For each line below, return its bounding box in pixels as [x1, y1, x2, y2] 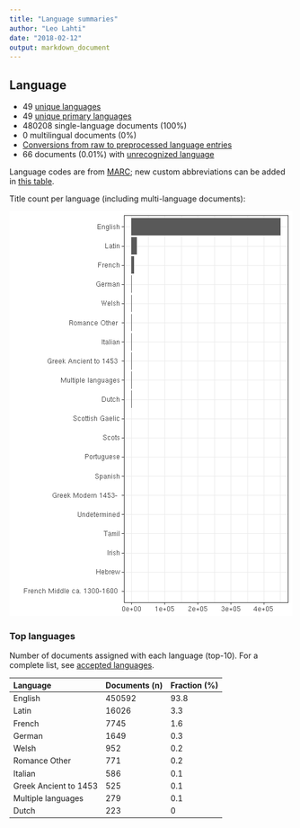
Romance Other [13, 755, 72, 766]
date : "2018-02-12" [9, 33, 83, 42]
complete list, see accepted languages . [9, 660, 154, 671]
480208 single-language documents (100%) [22, 120, 187, 131]
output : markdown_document [9, 43, 110, 52]
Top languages [9, 629, 76, 642]
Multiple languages [13, 793, 84, 804]
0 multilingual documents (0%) [22, 130, 137, 141]
